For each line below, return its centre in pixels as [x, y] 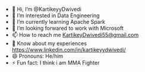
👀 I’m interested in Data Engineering [56, 15]
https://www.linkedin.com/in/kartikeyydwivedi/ [69, 50]
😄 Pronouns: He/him [37, 56]
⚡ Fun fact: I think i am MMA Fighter [56, 63]
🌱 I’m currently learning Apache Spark [59, 22]
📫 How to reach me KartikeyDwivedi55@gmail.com [75, 35]
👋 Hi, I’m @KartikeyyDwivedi [46, 9]
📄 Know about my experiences [49, 43]
